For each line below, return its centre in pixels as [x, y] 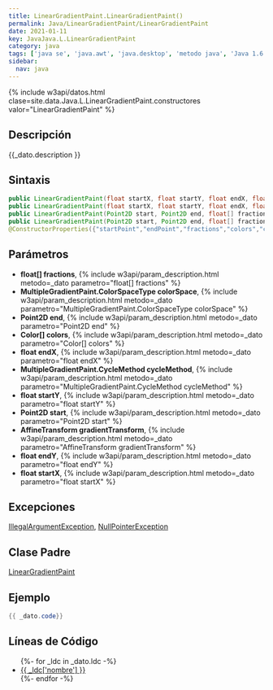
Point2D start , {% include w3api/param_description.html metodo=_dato [141, 413]
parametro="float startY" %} [68, 404]
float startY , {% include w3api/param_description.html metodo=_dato [137, 395]
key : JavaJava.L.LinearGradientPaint [72, 39]
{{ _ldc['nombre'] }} [53, 670]
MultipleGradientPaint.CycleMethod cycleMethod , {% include [126, 369]
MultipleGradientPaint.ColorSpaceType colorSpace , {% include [129, 291]
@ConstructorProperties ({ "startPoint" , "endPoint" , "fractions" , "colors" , [134, 229]
